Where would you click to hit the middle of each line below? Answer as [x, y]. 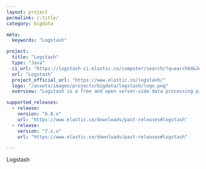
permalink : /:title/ [33, 18]
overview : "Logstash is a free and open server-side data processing [102, 92]
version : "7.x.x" [40, 131]
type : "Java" [29, 63]
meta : [13, 34]
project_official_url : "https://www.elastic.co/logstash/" [89, 80]
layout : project [27, 12]
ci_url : [22, 68]
